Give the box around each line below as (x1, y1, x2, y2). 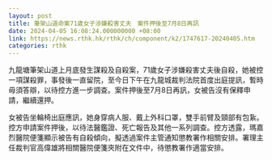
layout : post (8, 11, 53, 20)
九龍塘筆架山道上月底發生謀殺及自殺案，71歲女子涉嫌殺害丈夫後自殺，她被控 (8, 65, 264, 75)
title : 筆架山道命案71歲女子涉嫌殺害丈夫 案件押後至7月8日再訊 (8, 19, 200, 27)
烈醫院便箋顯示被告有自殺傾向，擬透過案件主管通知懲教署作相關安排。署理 (8, 133, 257, 142)
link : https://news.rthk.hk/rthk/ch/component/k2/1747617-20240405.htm (8, 34, 255, 43)
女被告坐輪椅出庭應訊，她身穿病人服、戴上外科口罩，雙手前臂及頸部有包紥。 (8, 112, 264, 122)
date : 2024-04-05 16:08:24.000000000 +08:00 (8, 27, 161, 35)
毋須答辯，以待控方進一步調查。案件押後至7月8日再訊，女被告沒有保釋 (8, 86, 244, 95)
